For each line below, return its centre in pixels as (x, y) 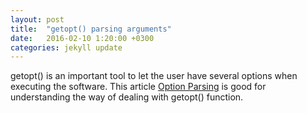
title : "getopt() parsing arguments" (91, 29)
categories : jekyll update (66, 47)
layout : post (37, 19)
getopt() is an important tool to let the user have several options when (154, 76)
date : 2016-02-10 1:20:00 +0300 (82, 38)
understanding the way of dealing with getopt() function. (127, 97)
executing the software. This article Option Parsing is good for (138, 87)
